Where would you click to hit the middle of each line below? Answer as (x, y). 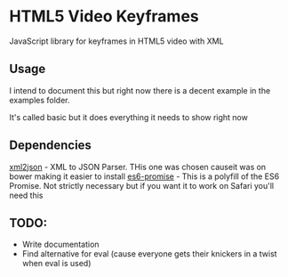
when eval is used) (56, 264)
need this (26, 195)
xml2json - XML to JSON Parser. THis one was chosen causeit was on (138, 167)
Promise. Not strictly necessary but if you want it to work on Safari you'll (141, 185)
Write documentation (60, 244)
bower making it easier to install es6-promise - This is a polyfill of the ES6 (144, 176)
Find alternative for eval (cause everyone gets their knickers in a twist (149, 254)
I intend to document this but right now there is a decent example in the (140, 90)
